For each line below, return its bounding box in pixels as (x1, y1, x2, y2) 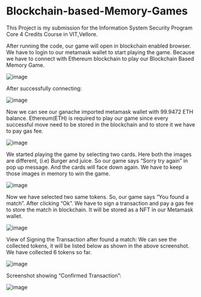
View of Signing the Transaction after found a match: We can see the (6, 236, 177, 243)
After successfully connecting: (6, 84, 82, 92)
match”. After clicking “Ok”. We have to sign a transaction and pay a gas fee (6, 199, 194, 207)
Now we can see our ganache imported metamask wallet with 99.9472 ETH (6, 108, 194, 115)
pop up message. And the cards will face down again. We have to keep (6, 163, 182, 170)
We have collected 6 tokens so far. (6, 248, 92, 255)
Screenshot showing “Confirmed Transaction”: (6, 272, 122, 279)
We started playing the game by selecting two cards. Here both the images (6, 151, 192, 158)
